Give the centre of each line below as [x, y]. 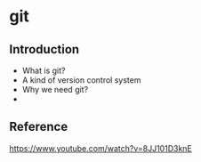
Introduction [44, 49]
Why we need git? [55, 89]
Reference [39, 127]
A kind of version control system [81, 80]
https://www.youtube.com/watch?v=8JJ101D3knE [101, 148]
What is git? [44, 70]
